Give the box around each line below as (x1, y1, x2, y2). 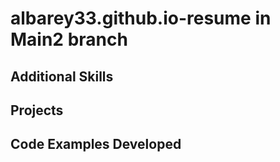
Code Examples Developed (10, 136, 182, 153)
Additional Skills (10, 68, 114, 85)
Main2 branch (10, 28, 128, 51)
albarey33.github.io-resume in (10, 7, 272, 30)
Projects (10, 102, 64, 119)
